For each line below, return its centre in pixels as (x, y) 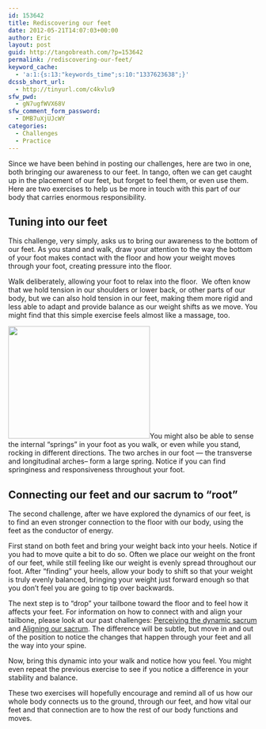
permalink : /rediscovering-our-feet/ (70, 60)
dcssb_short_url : (37, 82)
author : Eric (30, 38)
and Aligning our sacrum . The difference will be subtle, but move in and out (131, 629)
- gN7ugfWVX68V (40, 104)
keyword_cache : (33, 67)
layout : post (30, 45)
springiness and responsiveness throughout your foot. (97, 470)
